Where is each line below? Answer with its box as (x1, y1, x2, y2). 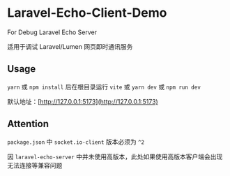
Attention (7, 118, 49, 130)
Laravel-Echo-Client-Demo (7, 5, 167, 21)
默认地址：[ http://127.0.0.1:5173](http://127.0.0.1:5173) (7, 97, 158, 105)
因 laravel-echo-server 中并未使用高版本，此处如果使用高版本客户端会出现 (7, 152, 223, 161)
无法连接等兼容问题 (7, 161, 63, 169)
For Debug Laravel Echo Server (7, 28, 98, 36)
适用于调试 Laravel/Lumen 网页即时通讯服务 (7, 42, 133, 50)
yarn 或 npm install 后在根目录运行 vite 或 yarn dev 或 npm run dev (7, 82, 201, 91)
